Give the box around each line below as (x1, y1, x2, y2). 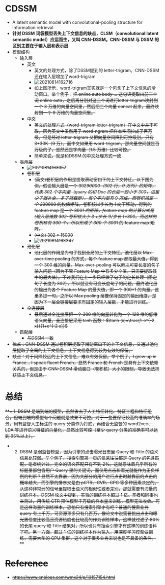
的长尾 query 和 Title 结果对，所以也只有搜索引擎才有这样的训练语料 (19, 522, 157, 528)
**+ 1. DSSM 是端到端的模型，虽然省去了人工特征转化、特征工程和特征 (5, 408, 148, 414)
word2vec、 (128, 420, 153, 427)
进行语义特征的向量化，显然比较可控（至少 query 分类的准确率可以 (19, 427, 154, 433)
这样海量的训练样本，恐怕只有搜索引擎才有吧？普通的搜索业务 (24, 504, 149, 510)
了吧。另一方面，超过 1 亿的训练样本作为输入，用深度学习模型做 (19, 529, 149, 535)
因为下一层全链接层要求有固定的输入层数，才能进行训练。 (34, 299, 151, 305)
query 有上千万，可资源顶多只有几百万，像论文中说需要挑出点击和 (19, 510, 153, 516)
